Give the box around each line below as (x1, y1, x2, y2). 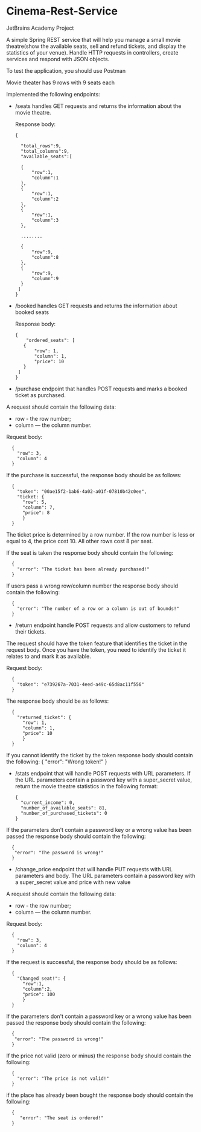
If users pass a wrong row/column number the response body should (6, 582, 179, 589)
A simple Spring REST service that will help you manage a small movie (6, 36, 181, 43)
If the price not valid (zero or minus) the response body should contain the (6, 1052, 191, 1059)
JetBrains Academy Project (6, 24, 74, 32)
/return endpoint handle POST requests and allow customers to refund (14, 621, 190, 629)
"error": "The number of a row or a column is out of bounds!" (17, 605, 180, 612)
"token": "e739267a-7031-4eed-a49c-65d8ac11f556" (17, 681, 145, 688)
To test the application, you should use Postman (6, 67, 126, 74)
